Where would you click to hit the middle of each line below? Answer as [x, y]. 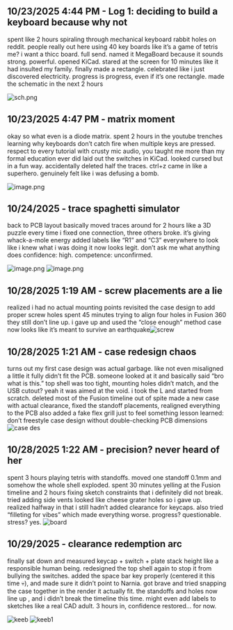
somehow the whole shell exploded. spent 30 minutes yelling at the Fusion [114, 485]
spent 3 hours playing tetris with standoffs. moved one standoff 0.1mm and [114, 477]
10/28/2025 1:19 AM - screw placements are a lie [115, 290]
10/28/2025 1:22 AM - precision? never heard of [114, 450]
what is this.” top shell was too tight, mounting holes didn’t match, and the [113, 383]
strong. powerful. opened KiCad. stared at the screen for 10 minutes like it [113, 61]
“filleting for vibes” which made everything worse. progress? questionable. [114, 514]
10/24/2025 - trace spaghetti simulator [94, 209]
